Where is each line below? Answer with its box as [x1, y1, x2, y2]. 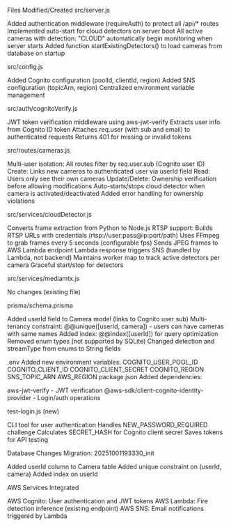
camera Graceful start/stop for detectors [7, 261, 124, 269]
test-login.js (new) [7, 407, 60, 415]
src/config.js [7, 63, 44, 70]
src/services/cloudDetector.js [7, 211, 92, 218]
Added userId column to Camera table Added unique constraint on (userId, [7, 463, 222, 471]
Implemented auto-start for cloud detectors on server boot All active [7, 27, 203, 35]
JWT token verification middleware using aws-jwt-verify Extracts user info [7, 118, 221, 126]
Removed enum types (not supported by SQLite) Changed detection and [7, 337, 215, 345]
